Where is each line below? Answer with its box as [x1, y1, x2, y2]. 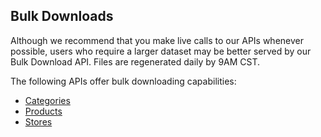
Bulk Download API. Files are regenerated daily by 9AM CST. [10, 55, 261, 68]
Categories [24, 94, 71, 106]
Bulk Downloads [10, 8, 114, 25]
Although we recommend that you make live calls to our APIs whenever [10, 34, 304, 46]
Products [24, 105, 63, 117]
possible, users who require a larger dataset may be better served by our [10, 45, 312, 57]
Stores [24, 115, 53, 128]
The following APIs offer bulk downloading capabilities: [10, 75, 237, 87]
